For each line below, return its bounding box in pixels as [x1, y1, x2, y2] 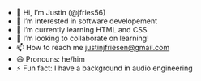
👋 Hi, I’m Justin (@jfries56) [15, 8, 106, 17]
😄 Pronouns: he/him [15, 54, 85, 64]
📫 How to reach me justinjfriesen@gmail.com [15, 43, 170, 52]
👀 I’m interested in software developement [15, 16, 158, 26]
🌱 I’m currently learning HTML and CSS [15, 25, 148, 34]
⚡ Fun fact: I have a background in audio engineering [15, 63, 193, 73]
